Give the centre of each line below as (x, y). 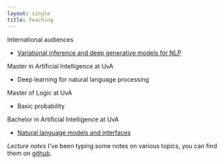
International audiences (41, 39)
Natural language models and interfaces (74, 132)
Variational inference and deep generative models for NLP (99, 53)
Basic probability (41, 106)
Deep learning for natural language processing (83, 79)
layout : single (29, 13)
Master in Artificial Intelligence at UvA (60, 66)
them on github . (30, 153)
